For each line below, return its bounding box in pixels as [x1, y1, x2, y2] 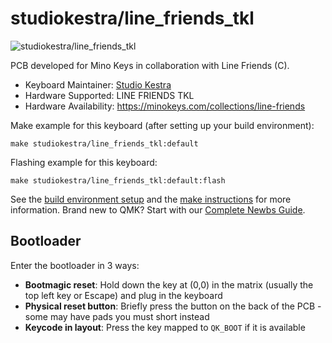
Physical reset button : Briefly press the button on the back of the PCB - [24, 300, 322, 312]
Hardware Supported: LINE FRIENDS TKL [24, 89, 195, 101]
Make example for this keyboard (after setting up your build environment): [10, 119, 315, 131]
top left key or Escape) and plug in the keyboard [24, 289, 223, 301]
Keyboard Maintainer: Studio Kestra [24, 78, 172, 91]
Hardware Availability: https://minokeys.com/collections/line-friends [24, 100, 306, 112]
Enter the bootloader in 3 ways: [10, 259, 140, 271]
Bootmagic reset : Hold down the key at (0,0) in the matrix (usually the [24, 278, 314, 291]
